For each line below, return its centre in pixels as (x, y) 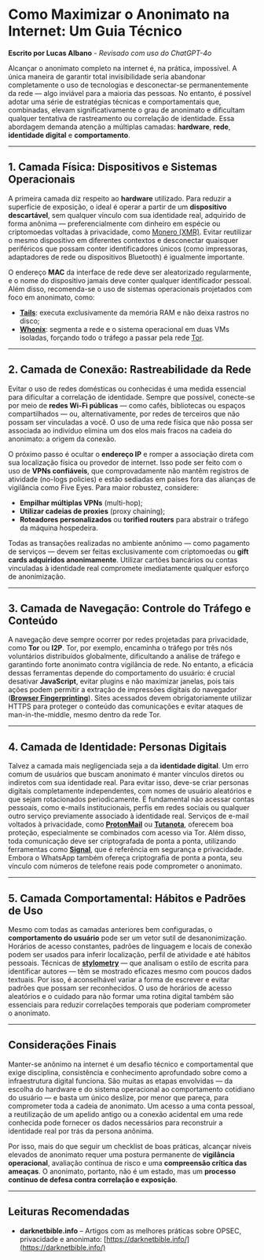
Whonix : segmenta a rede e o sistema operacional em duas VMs (125, 329)
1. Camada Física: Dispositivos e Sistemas (113, 167)
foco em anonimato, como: (52, 297)
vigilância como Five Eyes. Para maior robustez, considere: (103, 487)
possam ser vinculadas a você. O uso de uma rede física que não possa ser (130, 422)
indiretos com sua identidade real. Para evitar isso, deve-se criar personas (128, 783)
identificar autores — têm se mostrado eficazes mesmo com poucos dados (130, 971)
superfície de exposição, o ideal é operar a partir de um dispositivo (117, 207)
